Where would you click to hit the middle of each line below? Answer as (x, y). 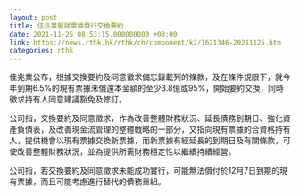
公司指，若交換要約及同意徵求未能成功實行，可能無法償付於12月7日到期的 (145, 171)
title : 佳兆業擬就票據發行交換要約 (67, 26)
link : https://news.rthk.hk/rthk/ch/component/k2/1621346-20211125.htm (145, 42)
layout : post (33, 17)
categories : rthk (42, 51)
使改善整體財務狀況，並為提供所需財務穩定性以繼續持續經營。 (123, 151)
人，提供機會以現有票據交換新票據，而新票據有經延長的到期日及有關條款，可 (150, 141)
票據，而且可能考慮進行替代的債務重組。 (91, 182)
